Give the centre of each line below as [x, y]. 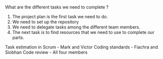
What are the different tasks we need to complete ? [57, 7]
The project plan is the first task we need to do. [60, 16]
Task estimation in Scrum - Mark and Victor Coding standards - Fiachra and [82, 47]
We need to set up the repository [45, 22]
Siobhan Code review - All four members [46, 52]
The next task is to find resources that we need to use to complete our [83, 32]
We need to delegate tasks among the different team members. [76, 27]
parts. [18, 37]
